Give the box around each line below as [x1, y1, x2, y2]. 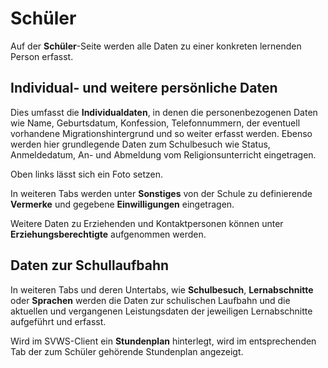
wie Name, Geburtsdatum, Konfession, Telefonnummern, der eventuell [10, 117, 301, 129]
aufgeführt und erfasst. [10, 315, 107, 327]
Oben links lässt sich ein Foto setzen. [10, 168, 164, 180]
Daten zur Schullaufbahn [10, 257, 170, 274]
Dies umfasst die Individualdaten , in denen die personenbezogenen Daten [10, 106, 318, 118]
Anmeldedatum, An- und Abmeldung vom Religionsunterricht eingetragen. [10, 148, 317, 161]
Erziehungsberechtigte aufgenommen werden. [10, 228, 207, 240]
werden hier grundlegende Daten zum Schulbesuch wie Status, [10, 138, 271, 150]
